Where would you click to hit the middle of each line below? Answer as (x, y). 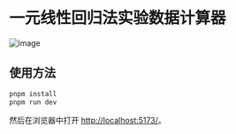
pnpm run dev (33, 102)
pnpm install (33, 93)
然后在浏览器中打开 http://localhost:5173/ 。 (88, 120)
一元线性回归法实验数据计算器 (118, 18)
